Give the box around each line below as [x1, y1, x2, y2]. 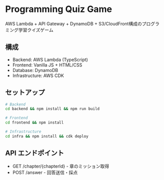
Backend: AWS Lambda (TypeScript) [12, 56, 88, 62]
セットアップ [5, 88, 45, 97]
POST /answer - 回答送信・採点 [12, 169, 78, 175]
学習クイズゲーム [18, 26, 54, 33]
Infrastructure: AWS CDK [12, 72, 64, 78]
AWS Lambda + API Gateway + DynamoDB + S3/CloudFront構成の [5, 20, 142, 26]
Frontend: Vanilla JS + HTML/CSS [12, 61, 83, 68]
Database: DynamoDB [12, 67, 59, 73]
